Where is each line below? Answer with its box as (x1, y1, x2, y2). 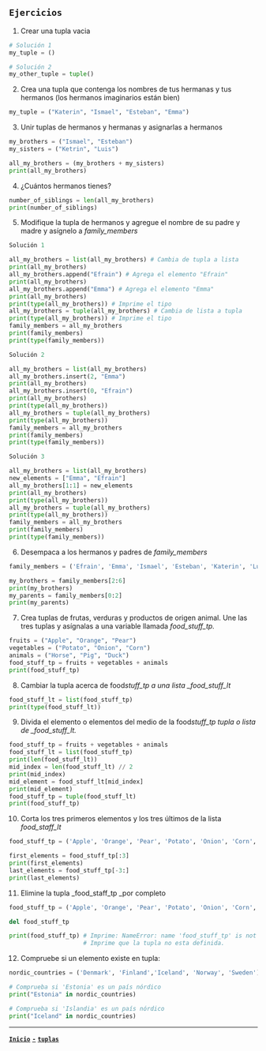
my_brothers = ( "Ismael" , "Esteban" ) (9, 138, 133, 146)
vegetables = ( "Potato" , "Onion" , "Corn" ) (9, 644, 151, 652)
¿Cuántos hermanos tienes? (20, 181, 111, 190)
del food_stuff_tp (9, 918, 69, 925)
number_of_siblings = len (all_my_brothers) (9, 196, 155, 205)
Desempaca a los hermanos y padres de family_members (20, 547, 208, 557)
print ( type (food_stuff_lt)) (9, 703, 102, 711)
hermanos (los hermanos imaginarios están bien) (20, 93, 181, 103)
